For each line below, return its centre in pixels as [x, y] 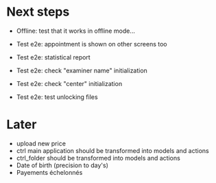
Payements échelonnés [49, 172]
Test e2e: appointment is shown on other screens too [92, 44]
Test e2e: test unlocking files [57, 97]
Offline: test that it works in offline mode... [75, 31]
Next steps [38, 12]
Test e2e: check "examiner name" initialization [82, 70]
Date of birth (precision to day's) [62, 165]
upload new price [41, 143]
